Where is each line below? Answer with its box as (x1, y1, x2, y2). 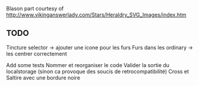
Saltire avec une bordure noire (6, 74, 80, 81)
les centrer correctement (6, 50, 67, 57)
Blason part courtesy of (6, 5, 64, 12)
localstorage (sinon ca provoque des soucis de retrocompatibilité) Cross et (6, 68, 189, 75)
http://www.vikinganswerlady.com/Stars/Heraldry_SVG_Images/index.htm (6, 11, 187, 18)
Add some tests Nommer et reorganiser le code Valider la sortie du (6, 61, 170, 68)
